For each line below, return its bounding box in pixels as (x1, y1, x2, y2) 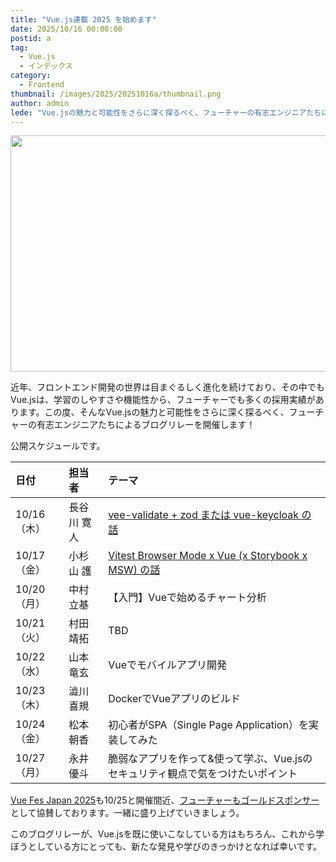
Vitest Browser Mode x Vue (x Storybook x (108, 549, 308, 563)
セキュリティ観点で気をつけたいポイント (108, 767, 298, 781)
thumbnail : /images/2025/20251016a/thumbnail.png (10, 89, 222, 99)
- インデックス (19, 61, 73, 71)
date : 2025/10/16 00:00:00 (10, 24, 123, 34)
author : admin (10, 98, 70, 108)
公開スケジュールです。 (10, 440, 106, 452)
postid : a (10, 33, 52, 43)
